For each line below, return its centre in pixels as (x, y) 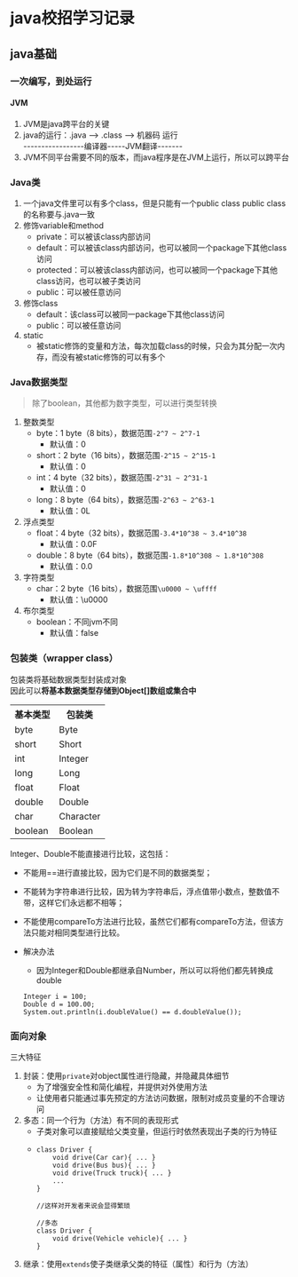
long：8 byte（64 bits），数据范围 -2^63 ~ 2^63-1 (125, 500)
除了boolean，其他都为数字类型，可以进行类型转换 (124, 403)
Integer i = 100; (55, 996)
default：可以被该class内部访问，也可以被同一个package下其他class (161, 248)
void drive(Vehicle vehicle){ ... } (120, 1238)
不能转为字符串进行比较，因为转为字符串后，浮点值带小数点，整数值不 (151, 891)
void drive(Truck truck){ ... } (112, 1173)
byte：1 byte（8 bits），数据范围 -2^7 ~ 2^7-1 (118, 433)
